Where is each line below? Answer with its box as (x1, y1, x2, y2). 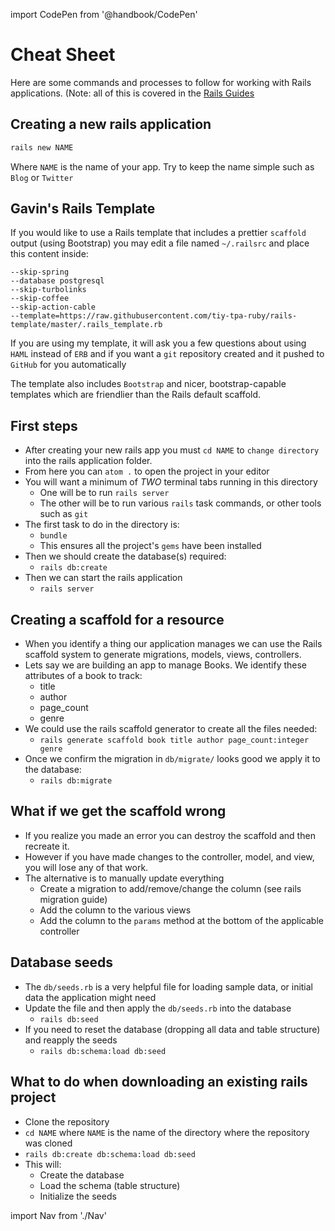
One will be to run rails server (39, 487, 170, 499)
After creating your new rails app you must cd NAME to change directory (24, 444, 320, 456)
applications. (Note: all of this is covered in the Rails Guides (10, 87, 255, 99)
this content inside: (10, 248, 89, 260)
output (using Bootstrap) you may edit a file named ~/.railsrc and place (10, 237, 310, 249)
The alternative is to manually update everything (24, 872, 225, 884)
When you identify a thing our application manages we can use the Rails (24, 638, 323, 650)
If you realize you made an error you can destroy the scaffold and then (24, 829, 316, 841)
